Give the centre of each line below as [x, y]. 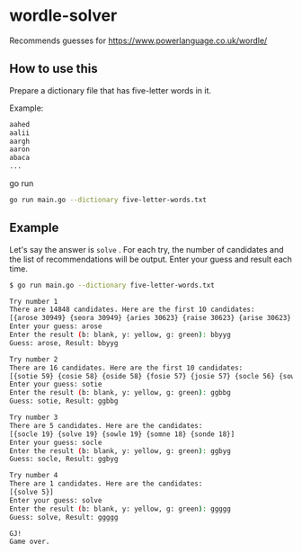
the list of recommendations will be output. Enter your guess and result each [151, 259]
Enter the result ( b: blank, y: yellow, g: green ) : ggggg [120, 509]
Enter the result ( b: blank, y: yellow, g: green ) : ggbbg [120, 393]
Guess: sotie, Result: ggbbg [64, 401]
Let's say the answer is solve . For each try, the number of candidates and [147, 249]
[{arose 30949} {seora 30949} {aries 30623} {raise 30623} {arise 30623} [151, 318]
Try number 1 [34, 301]
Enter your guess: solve [56, 500]
